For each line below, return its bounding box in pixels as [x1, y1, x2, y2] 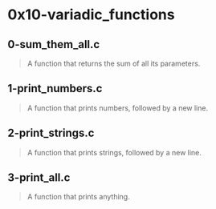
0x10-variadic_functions [7, 6, 175, 24]
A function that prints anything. [26, 192, 130, 202]
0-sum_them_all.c [7, 38, 100, 51]
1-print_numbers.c [7, 82, 103, 95]
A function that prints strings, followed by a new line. [26, 147, 202, 157]
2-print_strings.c [7, 127, 95, 140]
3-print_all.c [7, 171, 71, 185]
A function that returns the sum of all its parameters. [26, 58, 201, 68]
